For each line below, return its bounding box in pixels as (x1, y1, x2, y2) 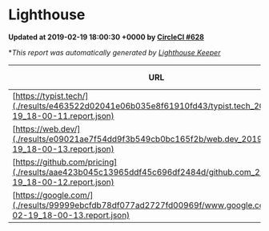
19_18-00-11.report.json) (12, 110, 114, 121)
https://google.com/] (15, 189, 94, 201)
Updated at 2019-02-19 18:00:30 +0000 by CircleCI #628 (8, 32, 204, 42)
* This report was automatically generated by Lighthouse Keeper (8, 47, 221, 57)
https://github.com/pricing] (15, 156, 118, 168)
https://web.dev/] (15, 123, 81, 134)
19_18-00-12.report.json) (12, 176, 114, 188)
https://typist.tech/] (15, 90, 89, 101)
